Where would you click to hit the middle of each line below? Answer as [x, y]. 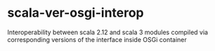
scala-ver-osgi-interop [76, 13]
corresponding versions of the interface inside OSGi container [97, 39]
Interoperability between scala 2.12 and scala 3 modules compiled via [108, 32]
